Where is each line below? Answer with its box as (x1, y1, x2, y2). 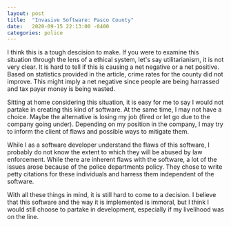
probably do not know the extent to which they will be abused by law (7, 148, 203, 156)
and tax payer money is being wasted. (7, 85, 116, 93)
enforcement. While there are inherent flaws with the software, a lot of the (7, 156, 217, 164)
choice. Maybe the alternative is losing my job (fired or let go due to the (7, 113, 210, 121)
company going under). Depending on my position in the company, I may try (7, 120, 224, 128)
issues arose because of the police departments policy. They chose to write (7, 163, 223, 171)
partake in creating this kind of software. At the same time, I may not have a (7, 105, 222, 114)
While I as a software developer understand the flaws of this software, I (7, 141, 210, 149)
